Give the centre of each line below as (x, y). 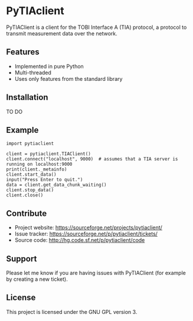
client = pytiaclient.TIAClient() (49, 154)
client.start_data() (32, 175)
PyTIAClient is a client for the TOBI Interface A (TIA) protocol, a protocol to (97, 27)
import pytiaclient (30, 144)
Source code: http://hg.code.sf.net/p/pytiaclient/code (80, 240)
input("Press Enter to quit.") (45, 180)
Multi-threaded (33, 73)
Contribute (27, 213)
